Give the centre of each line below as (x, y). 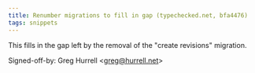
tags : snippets (33, 23)
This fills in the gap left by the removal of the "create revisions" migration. (128, 45)
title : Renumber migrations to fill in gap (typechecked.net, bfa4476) (128, 15)
